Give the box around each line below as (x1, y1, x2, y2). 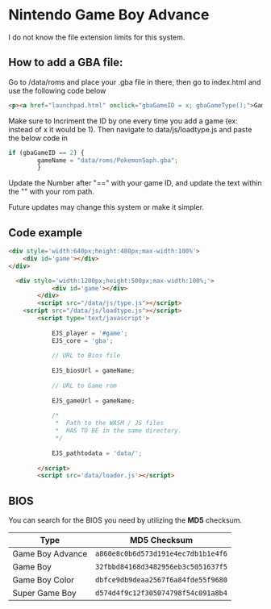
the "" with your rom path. (8, 187, 95, 197)
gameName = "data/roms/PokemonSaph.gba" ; (37, 156, 179, 165)
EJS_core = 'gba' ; (51, 336, 114, 344)
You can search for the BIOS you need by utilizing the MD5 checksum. (8, 515, 243, 525)
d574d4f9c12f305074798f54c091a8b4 (95, 589, 228, 598)
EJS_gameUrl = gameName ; (51, 397, 135, 405)
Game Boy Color (12, 574, 75, 586)
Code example (8, 226, 83, 240)
